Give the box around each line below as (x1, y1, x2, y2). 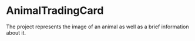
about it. (6, 29, 26, 36)
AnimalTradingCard (6, 4, 104, 17)
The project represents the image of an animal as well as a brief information (6, 23, 189, 30)
